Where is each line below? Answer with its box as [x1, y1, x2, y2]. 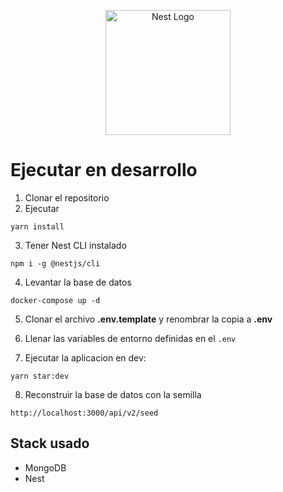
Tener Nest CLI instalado [24, 239, 127, 251]
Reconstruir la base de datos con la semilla [24, 388, 202, 400]
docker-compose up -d [10, 295, 101, 305]
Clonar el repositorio [24, 191, 110, 204]
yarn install [10, 221, 65, 232]
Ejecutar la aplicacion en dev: [24, 351, 147, 364]
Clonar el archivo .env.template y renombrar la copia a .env [24, 313, 273, 325]
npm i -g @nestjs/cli [10, 258, 101, 269]
